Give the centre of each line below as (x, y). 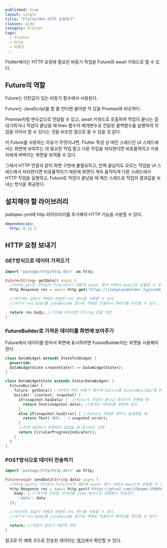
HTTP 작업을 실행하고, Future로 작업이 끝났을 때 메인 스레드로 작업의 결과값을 (80, 178)
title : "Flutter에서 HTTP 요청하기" (40, 19)
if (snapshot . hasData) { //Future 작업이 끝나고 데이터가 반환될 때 (83, 400)
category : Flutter (24, 28)
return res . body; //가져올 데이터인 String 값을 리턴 (61, 312)
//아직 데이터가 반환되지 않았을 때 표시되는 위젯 (61, 428)
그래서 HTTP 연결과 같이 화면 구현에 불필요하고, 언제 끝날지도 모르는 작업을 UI (81, 166)
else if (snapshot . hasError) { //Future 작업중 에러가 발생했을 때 (83, 414)
